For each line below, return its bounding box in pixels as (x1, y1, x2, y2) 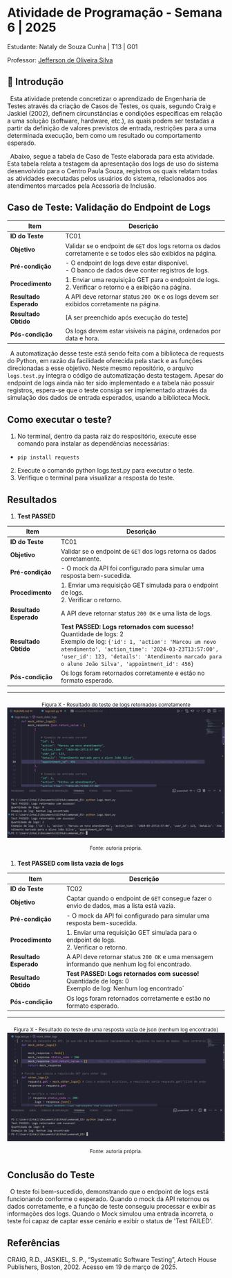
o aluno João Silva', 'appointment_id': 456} (61, 660, 195, 667)
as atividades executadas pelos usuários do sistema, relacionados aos (7, 174, 207, 182)
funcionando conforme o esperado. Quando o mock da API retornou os (7, 1195, 210, 1203)
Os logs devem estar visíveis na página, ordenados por (65, 326, 221, 335)
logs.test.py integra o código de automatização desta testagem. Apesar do (7, 371, 224, 380)
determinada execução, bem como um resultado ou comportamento (7, 131, 202, 139)
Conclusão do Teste (7, 1169, 95, 1181)
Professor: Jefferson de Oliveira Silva (7, 55, 113, 64)
